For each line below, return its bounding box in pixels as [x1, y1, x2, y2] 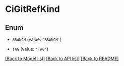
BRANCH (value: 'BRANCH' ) [12, 36, 62, 42]
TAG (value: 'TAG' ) [12, 46, 49, 52]
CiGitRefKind [5, 3, 61, 15]
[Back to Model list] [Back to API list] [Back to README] [5, 56, 119, 62]
